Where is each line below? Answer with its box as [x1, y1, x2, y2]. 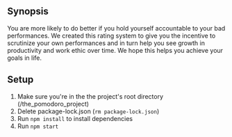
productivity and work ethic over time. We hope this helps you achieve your [7, 46, 224, 54]
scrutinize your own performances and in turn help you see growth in [7, 38, 205, 47]
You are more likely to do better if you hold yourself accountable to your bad [7, 24, 226, 32]
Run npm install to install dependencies [17, 114, 133, 122]
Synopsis [7, 6, 49, 17]
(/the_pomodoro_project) [17, 99, 89, 108]
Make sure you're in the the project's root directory [17, 92, 164, 100]
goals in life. [7, 54, 42, 62]
